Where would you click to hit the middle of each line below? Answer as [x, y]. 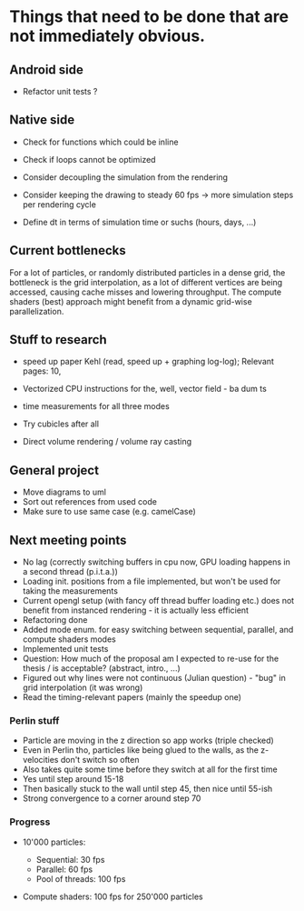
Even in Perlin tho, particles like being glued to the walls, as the [140, 750]
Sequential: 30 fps [70, 859]
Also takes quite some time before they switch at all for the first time [150, 769]
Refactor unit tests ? [60, 91]
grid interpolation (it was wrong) [83, 687]
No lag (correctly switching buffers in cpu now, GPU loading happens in [156, 562]
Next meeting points [68, 540]
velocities [40, 760]
